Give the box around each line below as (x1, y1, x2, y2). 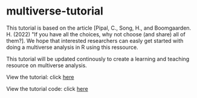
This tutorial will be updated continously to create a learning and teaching (6, 55, 190, 62)
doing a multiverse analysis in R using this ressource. (6, 44, 138, 51)
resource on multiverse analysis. (6, 62, 88, 69)
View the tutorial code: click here (6, 85, 89, 92)
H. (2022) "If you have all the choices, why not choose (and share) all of (6, 30, 186, 38)
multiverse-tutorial (6, 4, 104, 18)
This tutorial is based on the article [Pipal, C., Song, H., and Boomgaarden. (6, 24, 192, 31)
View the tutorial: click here (6, 73, 74, 80)
